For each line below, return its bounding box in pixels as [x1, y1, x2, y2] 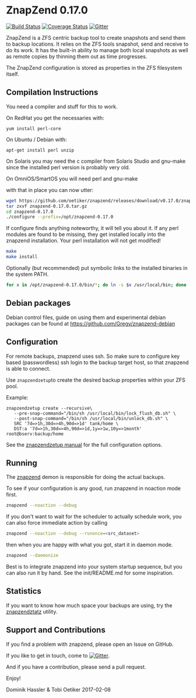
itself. [6, 70, 19, 77]
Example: [6, 394, 29, 401]
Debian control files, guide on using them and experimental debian [6, 314, 166, 321]
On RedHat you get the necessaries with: [6, 114, 104, 121]
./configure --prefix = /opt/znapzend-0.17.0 [6, 214, 114, 220]
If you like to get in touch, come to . [6, 652, 110, 659]
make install [6, 254, 38, 260]
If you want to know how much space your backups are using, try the [6, 601, 173, 609]
